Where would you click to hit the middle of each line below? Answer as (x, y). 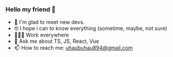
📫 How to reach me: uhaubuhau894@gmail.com (73, 48)
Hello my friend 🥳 (31, 9)
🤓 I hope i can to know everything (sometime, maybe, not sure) (91, 28)
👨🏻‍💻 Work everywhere (41, 35)
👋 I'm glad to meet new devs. (49, 22)
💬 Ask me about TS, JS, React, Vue (56, 41)
